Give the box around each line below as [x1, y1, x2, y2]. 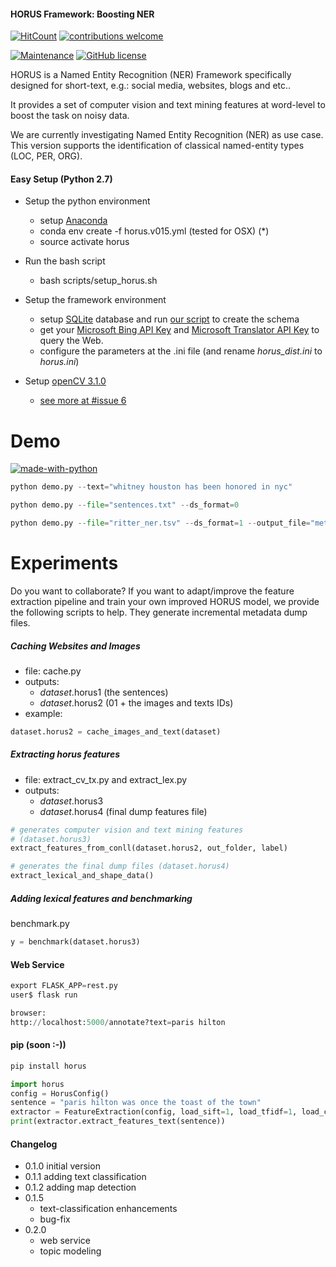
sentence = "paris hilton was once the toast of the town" [10, 1098, 262, 1108]
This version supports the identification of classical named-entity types [10, 140, 305, 152]
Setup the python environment [24, 195, 151, 207]
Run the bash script [24, 255, 106, 267]
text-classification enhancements [39, 1203, 178, 1215]
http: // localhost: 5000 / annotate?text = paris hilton [10, 1017, 226, 1027]
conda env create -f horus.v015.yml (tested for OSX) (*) [39, 225, 270, 237]
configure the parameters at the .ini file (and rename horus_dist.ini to [39, 345, 323, 357]
